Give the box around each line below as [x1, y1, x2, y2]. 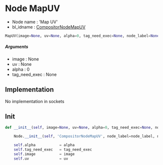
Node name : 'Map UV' [12, 19, 58, 25]
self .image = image [14, 151, 75, 156]
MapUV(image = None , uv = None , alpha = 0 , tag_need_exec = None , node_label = [5, 33, 151, 38]
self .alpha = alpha [14, 143, 75, 148]
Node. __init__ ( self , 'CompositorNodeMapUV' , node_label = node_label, [14, 134, 155, 139]
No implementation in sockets [5, 98, 65, 104]
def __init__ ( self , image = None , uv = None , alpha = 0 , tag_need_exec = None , [5, 125, 153, 130]
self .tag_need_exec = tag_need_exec [14, 147, 92, 152]
